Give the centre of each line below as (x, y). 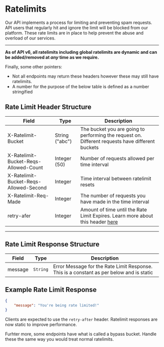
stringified (22, 92)
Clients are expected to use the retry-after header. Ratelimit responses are (81, 319)
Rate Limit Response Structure (52, 244)
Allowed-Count (25, 167)
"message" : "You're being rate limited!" (56, 306)
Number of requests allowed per (117, 158)
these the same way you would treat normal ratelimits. (59, 339)
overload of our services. (30, 38)
